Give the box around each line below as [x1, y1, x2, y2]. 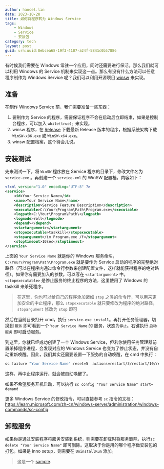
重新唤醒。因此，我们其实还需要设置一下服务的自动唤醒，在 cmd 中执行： [9, 352, 158, 357]
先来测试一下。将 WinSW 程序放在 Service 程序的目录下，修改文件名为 [5, 168, 143, 174]
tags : [5, 21, 16, 26]
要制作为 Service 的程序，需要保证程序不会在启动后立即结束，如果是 [12, 115, 150, 120]
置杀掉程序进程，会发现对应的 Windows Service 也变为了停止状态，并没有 [5, 346, 154, 352]
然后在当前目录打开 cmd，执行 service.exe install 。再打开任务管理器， [5, 317, 152, 323]
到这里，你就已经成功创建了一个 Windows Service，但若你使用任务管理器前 [5, 339, 157, 345]
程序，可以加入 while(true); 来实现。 [16, 120, 93, 126]
